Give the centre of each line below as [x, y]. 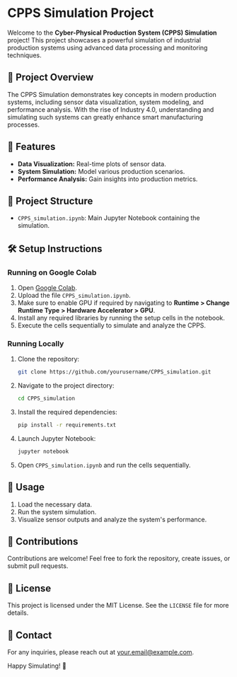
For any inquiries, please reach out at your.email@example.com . [101, 652]
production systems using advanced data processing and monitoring [108, 47]
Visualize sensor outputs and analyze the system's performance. [112, 519]
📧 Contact [30, 635]
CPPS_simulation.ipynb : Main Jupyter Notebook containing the [109, 218]
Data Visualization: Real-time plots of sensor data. [92, 163]
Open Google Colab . [47, 288]
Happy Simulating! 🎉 [37, 666]
